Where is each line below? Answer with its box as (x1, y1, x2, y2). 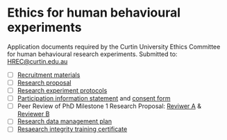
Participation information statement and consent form (17, 94, 171, 103)
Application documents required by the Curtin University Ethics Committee (7, 42, 221, 51)
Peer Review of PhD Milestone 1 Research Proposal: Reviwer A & (17, 102, 201, 110)
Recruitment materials (17, 71, 81, 79)
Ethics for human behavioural (7, 5, 180, 21)
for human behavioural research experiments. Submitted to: (7, 50, 178, 58)
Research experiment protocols (17, 87, 108, 95)
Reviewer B (17, 110, 50, 119)
